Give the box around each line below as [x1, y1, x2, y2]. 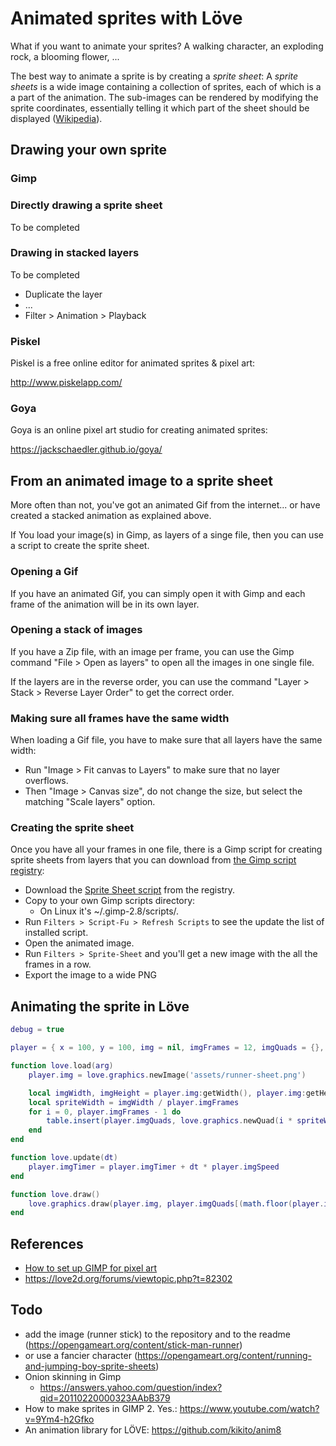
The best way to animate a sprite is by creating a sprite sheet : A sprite [10, 70, 299, 82]
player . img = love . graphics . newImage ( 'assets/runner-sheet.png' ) [28, 1070, 307, 1080]
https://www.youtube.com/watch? [179, 1402, 320, 1414]
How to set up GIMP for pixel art [24, 1262, 158, 1274]
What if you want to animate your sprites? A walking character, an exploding [10, 40, 324, 52]
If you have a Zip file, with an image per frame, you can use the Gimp [10, 645, 295, 657]
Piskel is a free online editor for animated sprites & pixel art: [10, 357, 256, 369]
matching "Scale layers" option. [24, 796, 156, 808]
